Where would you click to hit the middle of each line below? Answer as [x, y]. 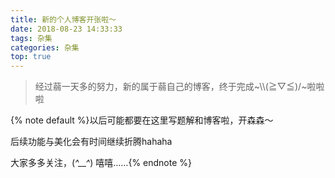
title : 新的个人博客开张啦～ [63, 19]
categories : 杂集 [45, 47]
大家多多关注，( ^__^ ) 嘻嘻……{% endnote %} [101, 163]
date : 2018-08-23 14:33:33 [66, 29]
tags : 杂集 [31, 38]
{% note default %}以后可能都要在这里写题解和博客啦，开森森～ [142, 120]
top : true [31, 57]
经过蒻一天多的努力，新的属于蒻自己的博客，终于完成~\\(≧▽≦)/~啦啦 [179, 87]
